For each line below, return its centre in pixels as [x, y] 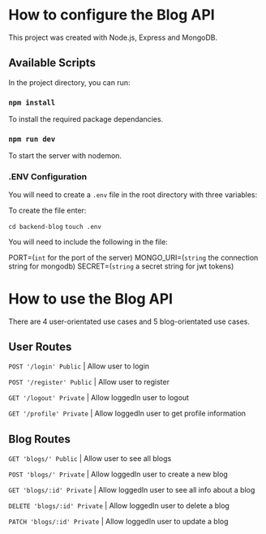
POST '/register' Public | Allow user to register [89, 382]
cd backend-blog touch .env [55, 226]
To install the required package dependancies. [86, 119]
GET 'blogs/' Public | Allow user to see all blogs [90, 459]
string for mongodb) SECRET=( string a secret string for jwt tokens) [121, 266]
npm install [32, 102]
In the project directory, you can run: [69, 82]
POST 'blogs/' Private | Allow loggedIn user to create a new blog [118, 474]
